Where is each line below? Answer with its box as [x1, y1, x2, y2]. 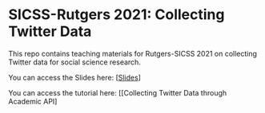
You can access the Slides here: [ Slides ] [8, 72, 142, 82]
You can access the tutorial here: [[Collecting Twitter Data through [8, 88, 227, 97]
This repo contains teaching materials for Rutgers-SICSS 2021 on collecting [8, 49, 258, 58]
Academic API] [8, 96, 58, 106]
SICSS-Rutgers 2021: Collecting [8, 6, 225, 24]
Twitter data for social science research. [8, 57, 142, 67]
